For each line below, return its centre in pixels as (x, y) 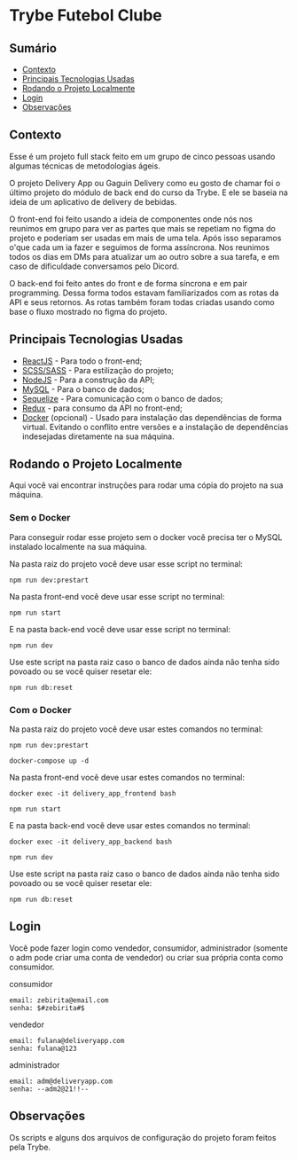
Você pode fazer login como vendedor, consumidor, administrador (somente (148, 948)
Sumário (33, 48)
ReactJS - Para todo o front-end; (82, 361)
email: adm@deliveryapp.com (61, 1081)
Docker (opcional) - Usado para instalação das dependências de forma (152, 417)
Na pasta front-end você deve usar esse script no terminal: (117, 596)
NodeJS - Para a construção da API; (88, 380)
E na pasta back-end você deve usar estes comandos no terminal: (130, 826)
